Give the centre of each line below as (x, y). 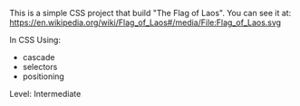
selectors (40, 67)
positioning (44, 76)
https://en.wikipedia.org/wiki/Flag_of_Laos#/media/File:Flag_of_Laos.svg (145, 22)
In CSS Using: (35, 40)
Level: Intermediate (45, 94)
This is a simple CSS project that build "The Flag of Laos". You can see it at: (150, 13)
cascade (39, 57)
